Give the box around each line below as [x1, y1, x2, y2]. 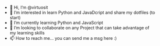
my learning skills [9, 30, 45, 35]
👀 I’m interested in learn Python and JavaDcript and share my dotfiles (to [9, 10, 156, 15]
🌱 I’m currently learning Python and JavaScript [9, 20, 104, 25]
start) [9, 15, 21, 20]
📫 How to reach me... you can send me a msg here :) [9, 35, 117, 41]
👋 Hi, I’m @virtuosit [9, 5, 48, 10]
